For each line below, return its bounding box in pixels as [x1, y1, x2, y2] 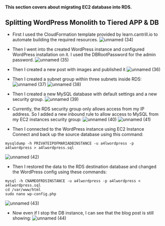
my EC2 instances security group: [12, 117, 82, 123]
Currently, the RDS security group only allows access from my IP [12, 106, 145, 112]
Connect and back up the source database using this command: [12, 132, 144, 138]
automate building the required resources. [12, 37, 98, 43]
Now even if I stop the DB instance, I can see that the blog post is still [12, 210, 154, 216]
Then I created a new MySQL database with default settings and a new [12, 91, 157, 97]
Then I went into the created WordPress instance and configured [12, 46, 145, 52]
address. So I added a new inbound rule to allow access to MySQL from [12, 111, 159, 117]
